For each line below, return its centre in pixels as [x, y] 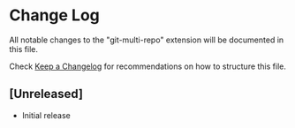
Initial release [46, 115]
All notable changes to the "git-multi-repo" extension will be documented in [147, 40]
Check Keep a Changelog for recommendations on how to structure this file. [148, 66]
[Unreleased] [46, 94]
